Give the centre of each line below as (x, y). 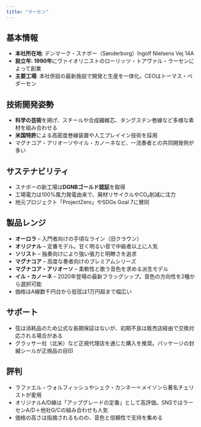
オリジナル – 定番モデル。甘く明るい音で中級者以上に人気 (86, 246)
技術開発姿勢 (30, 104)
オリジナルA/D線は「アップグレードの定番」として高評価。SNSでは (99, 402)
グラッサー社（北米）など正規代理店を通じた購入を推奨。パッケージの (102, 343)
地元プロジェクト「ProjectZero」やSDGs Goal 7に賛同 (82, 202)
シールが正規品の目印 (47, 350)
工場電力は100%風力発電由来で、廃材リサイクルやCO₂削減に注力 (95, 194)
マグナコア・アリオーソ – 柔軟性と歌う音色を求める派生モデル (91, 269)
